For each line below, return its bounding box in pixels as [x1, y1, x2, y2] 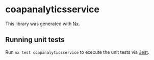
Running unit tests [5, 35, 65, 44]
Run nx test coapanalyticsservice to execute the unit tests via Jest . [5, 49, 149, 55]
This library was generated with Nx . [5, 21, 80, 27]
